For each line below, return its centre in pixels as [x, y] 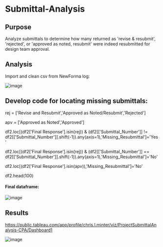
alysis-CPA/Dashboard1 [29, 230]
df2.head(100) [19, 175]
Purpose [18, 27]
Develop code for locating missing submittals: [76, 101]
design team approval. [28, 49]
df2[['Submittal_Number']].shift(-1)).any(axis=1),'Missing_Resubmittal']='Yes [82, 137]
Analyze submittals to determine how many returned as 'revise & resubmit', [81, 39]
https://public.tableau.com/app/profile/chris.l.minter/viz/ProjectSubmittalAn [81, 225]
